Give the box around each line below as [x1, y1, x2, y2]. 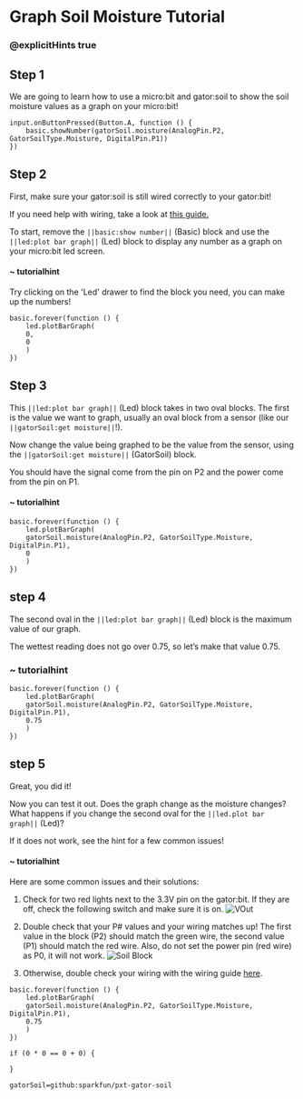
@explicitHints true [9, 39, 97, 52]
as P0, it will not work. [22, 950, 105, 961]
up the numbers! [9, 295, 71, 306]
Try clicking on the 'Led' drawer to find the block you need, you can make [9, 286, 286, 297]
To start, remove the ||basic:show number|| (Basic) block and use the [9, 225, 270, 237]
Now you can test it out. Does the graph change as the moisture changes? [9, 798, 287, 809]
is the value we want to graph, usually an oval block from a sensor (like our [9, 412, 289, 423]
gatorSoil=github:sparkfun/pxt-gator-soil [9, 1081, 172, 1090]
